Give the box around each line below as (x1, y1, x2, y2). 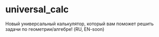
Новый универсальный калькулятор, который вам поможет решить (5, 21, 154, 27)
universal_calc (5, 4, 69, 15)
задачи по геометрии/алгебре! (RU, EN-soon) (5, 26, 105, 32)
